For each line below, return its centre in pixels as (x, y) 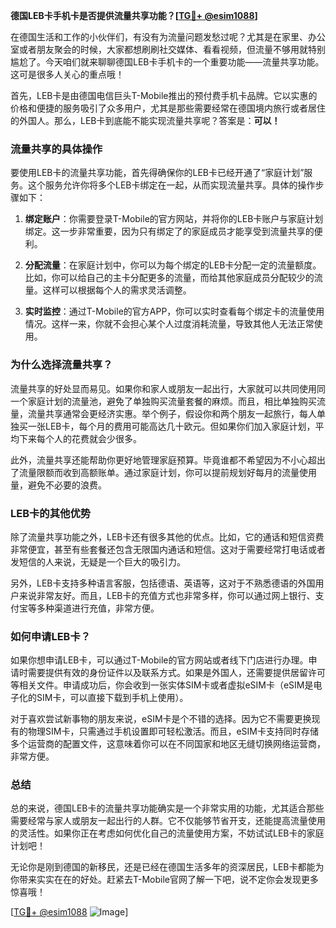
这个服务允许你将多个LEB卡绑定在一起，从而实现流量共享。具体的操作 (171, 185)
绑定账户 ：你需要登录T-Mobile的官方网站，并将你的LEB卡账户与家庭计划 (174, 219)
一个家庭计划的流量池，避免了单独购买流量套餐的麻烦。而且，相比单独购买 (163, 401)
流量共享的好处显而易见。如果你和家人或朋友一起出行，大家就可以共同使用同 (168, 388)
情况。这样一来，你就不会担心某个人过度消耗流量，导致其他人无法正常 (169, 324)
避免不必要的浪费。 (67, 485)
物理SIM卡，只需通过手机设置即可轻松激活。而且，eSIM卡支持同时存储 (173, 731)
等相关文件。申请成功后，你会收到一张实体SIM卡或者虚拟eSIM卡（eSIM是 (162, 685)
